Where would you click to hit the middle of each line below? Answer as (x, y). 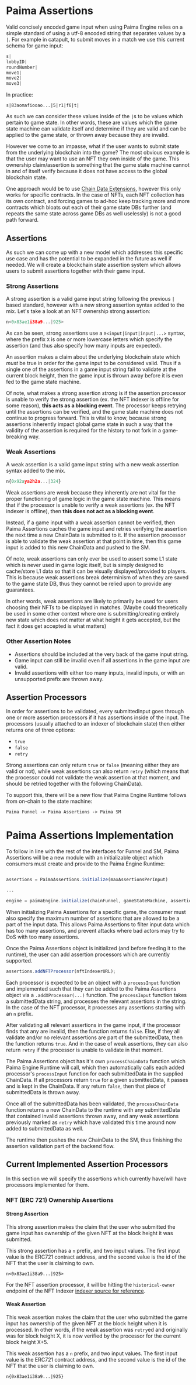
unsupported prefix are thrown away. (59, 679)
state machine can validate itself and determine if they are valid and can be (96, 129)
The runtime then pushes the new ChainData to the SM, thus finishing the (94, 1140)
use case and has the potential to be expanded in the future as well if (89, 258)
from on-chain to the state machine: (49, 801)
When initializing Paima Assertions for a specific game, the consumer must (96, 912)
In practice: (20, 95)
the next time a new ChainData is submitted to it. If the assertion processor (96, 535)
